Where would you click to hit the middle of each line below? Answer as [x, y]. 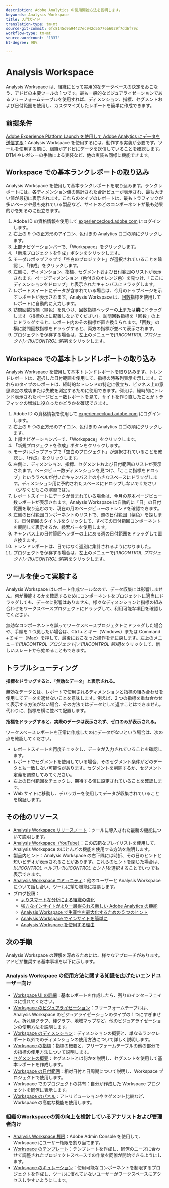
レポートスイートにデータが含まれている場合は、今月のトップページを [86, 291]
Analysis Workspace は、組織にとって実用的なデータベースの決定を [75, 87]
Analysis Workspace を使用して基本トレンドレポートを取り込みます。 [78, 372]
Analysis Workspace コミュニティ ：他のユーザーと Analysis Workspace [87, 880]
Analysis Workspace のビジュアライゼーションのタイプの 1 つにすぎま [85, 1014]
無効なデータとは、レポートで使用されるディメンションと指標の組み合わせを [85, 692]
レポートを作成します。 [41, 1064]
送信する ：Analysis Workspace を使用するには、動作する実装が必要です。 [82, 142]
